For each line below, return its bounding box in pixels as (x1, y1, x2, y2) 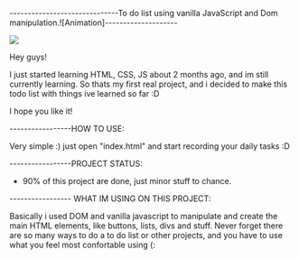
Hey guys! (9, 51, 48, 62)
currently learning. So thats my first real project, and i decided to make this (9, 79, 288, 89)
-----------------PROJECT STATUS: (9, 158, 143, 169)
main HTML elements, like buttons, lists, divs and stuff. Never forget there (9, 220, 284, 231)
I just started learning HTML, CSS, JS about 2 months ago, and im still (9, 69, 269, 79)
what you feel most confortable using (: (9, 239, 156, 250)
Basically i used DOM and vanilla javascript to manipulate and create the (9, 211, 278, 221)
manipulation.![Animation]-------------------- (9, 17, 178, 28)
